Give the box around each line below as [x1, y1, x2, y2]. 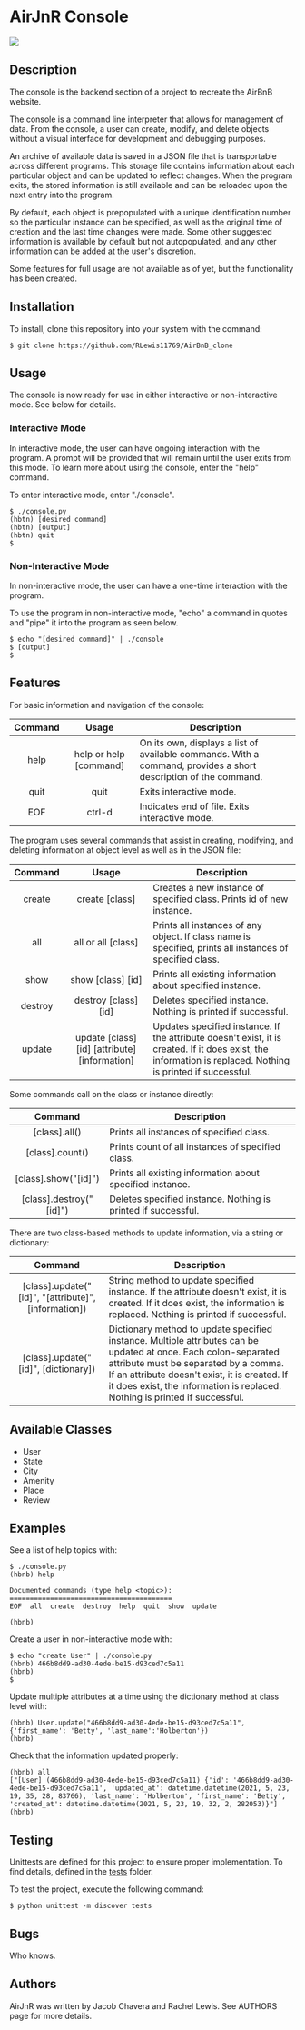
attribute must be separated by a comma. [108, 1356, 284, 1369]
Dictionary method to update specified [108, 1323, 273, 1335]
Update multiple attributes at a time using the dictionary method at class [9, 1691, 280, 1702]
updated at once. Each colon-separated [108, 1345, 280, 1358]
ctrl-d [86, 805, 113, 818]
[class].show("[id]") [15, 1172, 100, 1185]
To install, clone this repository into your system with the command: [9, 323, 263, 334]
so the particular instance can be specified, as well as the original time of [9, 216, 283, 227]
